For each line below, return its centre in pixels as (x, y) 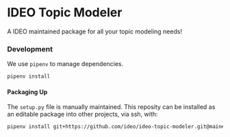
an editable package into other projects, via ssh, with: (82, 115)
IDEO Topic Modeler (65, 13)
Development (30, 49)
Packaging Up (27, 92)
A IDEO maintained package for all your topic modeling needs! (95, 31)
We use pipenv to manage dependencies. (65, 64)
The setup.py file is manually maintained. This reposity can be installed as (111, 107)
